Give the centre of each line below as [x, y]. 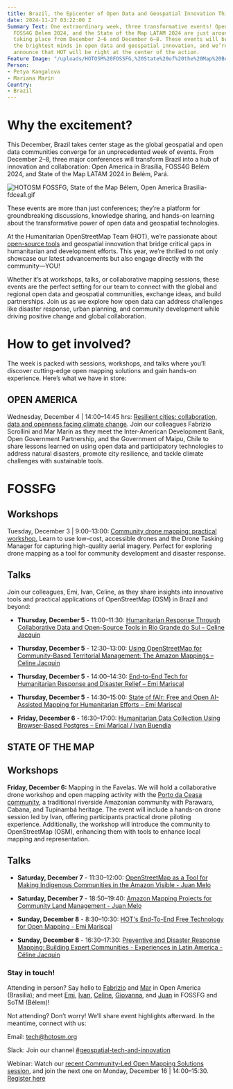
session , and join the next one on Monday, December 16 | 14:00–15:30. [108, 1071]
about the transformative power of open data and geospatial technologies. [113, 223]
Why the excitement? [70, 125]
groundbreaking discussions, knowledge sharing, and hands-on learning [111, 216]
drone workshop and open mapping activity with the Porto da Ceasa [105, 794]
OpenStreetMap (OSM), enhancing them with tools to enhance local [104, 831]
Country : [20, 85]
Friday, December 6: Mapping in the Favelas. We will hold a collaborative [112, 787]
